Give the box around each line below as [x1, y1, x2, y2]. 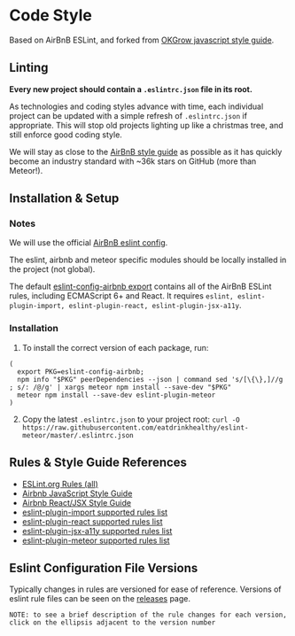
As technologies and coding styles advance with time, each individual [9, 101, 264, 112]
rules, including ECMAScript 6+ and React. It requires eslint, [9, 291, 234, 301]
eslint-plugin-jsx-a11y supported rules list [21, 525, 173, 536]
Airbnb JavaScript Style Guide [21, 488, 133, 499]
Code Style [9, 5, 93, 26]
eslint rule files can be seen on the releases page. [9, 593, 190, 604]
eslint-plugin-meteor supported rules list [21, 535, 170, 546]
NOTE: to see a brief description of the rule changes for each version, [9, 610, 288, 620]
